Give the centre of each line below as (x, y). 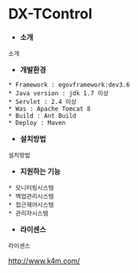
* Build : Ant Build (43, 116)
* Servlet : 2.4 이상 (43, 102)
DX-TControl (51, 14)
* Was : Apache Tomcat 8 (49, 109)
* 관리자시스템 (28, 213)
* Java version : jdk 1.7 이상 (59, 93)
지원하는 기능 (40, 171)
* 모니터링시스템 (31, 188)
